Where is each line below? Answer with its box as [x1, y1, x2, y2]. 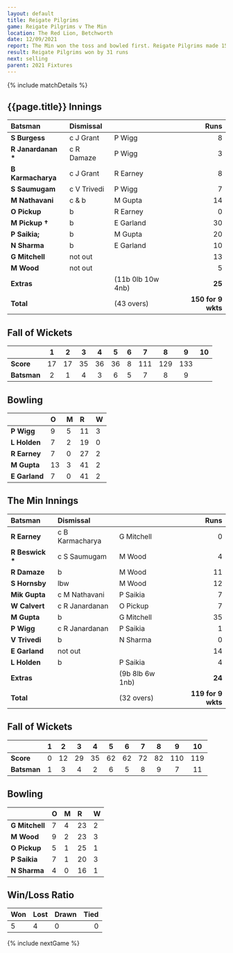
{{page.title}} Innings [7, 101, 103, 113]
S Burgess [10, 133, 46, 143]
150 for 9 [190, 294, 223, 304]
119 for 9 [190, 689, 223, 698]
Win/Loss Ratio [7, 889, 75, 901]
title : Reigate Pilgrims [7, 17, 79, 24]
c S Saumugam [58, 551, 107, 561]
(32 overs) [119, 693, 154, 702]
